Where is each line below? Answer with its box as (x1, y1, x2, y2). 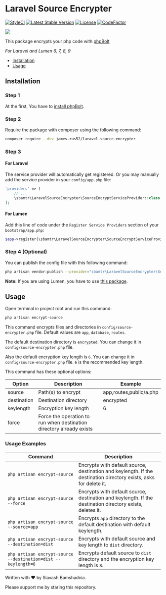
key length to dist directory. (78, 541, 144, 548)
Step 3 (5, 148, 21, 155)
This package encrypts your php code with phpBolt (5, 38, 110, 44)
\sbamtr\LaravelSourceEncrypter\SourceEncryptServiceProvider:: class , (14, 195, 163, 201)
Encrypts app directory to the (78, 515, 145, 522)
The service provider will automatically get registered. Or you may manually (5, 171, 159, 177)
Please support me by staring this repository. (5, 584, 97, 590)
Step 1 (5, 92, 20, 99)
